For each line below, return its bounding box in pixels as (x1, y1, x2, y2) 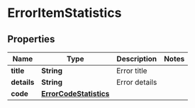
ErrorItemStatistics (7, 5, 122, 21)
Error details (116, 78, 157, 87)
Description (116, 54, 157, 64)
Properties (7, 33, 55, 45)
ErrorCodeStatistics (41, 89, 110, 98)
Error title (116, 66, 147, 76)
